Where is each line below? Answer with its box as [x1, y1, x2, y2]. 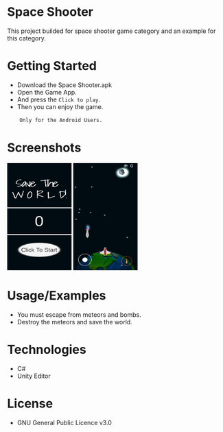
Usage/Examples [7, 287, 106, 303]
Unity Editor [16, 372, 51, 380]
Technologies [7, 341, 87, 357]
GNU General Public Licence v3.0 [16, 418, 112, 427]
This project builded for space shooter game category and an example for [7, 27, 216, 35]
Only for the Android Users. [19, 117, 103, 123]
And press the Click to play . [16, 95, 101, 104]
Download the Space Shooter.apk [16, 80, 112, 89]
